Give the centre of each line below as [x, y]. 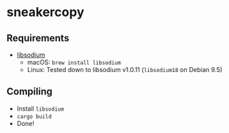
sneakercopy [46, 12]
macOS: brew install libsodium [74, 62]
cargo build [34, 116]
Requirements [38, 38]
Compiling [30, 92]
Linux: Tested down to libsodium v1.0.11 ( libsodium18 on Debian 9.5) [125, 70]
